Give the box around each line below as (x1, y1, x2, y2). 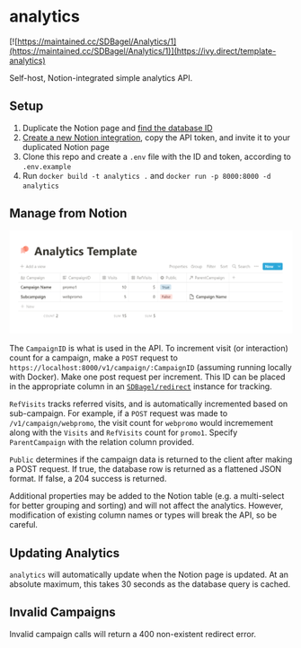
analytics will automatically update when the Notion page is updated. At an (9, 569, 289, 580)
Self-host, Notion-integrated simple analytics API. (9, 72, 193, 83)
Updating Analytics (9, 546, 120, 561)
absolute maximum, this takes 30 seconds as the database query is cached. (9, 578, 291, 590)
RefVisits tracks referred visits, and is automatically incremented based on (9, 398, 288, 410)
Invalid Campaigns (9, 605, 117, 620)
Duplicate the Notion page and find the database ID (22, 122, 213, 133)
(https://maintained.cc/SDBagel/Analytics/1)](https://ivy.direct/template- (9, 45, 277, 56)
